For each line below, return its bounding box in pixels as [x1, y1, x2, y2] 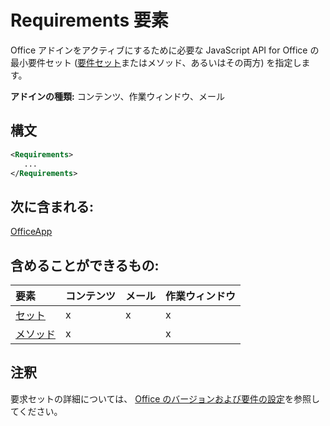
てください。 [10, 405, 63, 417]
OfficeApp [10, 226, 53, 238]
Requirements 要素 [10, 9, 169, 32]
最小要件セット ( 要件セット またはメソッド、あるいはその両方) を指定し [10, 56, 302, 68]
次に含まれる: [10, 198, 95, 215]
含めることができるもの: [10, 257, 160, 274]
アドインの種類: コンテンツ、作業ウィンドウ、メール [10, 90, 226, 102]
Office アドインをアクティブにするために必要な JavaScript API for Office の [10, 44, 320, 56]
